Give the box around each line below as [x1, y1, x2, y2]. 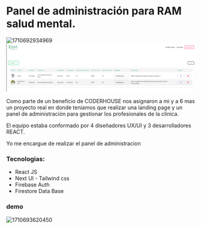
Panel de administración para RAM [6, 4, 182, 18]
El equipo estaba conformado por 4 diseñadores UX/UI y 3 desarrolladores [6, 122, 191, 129]
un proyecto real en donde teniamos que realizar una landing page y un [6, 104, 183, 111]
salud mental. [6, 17, 76, 31]
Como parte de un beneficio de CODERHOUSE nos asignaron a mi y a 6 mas [6, 97, 195, 104]
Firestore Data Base [14, 188, 64, 195]
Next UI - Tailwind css [14, 175, 70, 182]
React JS [14, 168, 38, 176]
